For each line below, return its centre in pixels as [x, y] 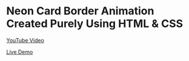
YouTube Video [25, 40]
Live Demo [20, 51]
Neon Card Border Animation [80, 11]
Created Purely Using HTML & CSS [95, 24]
